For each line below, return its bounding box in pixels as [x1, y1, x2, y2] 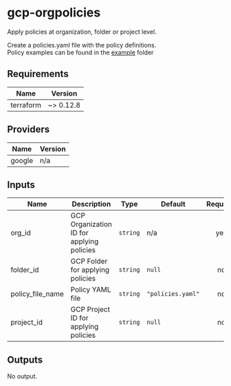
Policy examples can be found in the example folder [7, 48, 154, 56]
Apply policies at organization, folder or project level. [7, 28, 157, 36]
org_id [10, 228, 31, 238]
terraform [10, 100, 42, 109]
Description [71, 200, 111, 209]
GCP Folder [70, 257, 108, 266]
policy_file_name [10, 289, 64, 299]
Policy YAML [70, 285, 111, 294]
